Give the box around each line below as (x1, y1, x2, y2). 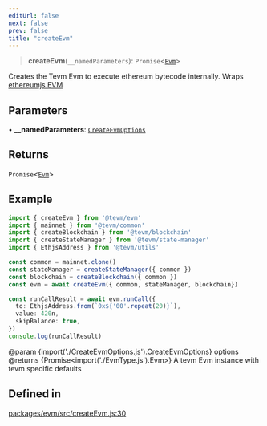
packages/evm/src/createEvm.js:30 (8, 408, 127, 418)
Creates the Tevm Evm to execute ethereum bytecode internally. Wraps (8, 71, 244, 81)
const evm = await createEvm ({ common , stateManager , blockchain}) (8, 280, 239, 289)
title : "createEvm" (8, 34, 74, 43)
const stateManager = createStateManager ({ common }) (8, 266, 192, 274)
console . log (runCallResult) (8, 332, 103, 340)
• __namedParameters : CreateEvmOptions (8, 125, 146, 135)
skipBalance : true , (15, 318, 81, 326)
